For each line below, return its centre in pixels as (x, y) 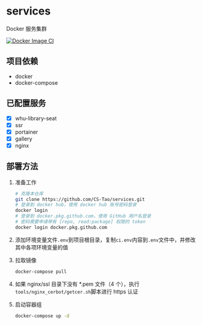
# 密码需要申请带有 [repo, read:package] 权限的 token (80, 222)
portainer (26, 132)
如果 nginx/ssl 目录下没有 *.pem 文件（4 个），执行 (77, 284)
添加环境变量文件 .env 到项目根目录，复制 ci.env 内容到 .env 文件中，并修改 (105, 240)
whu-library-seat (36, 118)
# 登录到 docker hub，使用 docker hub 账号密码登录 (76, 205)
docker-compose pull (41, 271)
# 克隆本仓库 (29, 194)
